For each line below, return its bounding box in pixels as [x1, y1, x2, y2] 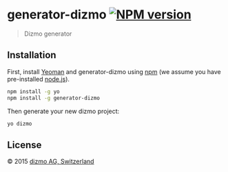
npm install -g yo [7, 88, 60, 95]
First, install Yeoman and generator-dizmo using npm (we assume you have [7, 67, 222, 75]
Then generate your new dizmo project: [7, 107, 120, 115]
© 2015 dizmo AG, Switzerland [7, 158, 94, 166]
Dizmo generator [23, 29, 72, 38]
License [7, 139, 42, 151]
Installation [7, 49, 56, 61]
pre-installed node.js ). [7, 75, 70, 83]
